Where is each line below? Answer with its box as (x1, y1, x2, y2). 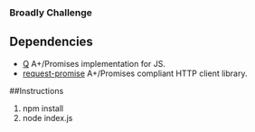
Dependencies (9, 34, 93, 50)
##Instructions (9, 85, 64, 96)
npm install (22, 102, 64, 114)
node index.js (22, 112, 73, 123)
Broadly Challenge (9, 6, 93, 19)
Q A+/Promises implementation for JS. (22, 58, 165, 69)
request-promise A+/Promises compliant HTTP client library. (22, 68, 248, 79)
